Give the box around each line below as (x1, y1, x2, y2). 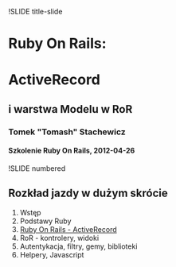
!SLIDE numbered (8, 163, 66, 173)
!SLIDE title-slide (8, 7, 63, 16)
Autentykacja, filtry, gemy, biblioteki (19, 242, 138, 251)
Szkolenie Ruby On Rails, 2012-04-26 (8, 146, 135, 156)
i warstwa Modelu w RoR (8, 103, 133, 116)
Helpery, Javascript (19, 250, 84, 259)
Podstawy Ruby (19, 216, 72, 226)
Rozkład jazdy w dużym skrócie (8, 187, 169, 200)
